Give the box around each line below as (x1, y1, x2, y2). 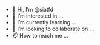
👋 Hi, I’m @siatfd (12, 6, 53, 13)
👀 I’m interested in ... (12, 12, 64, 19)
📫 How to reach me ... (12, 32, 68, 39)
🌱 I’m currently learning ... (12, 19, 77, 26)
